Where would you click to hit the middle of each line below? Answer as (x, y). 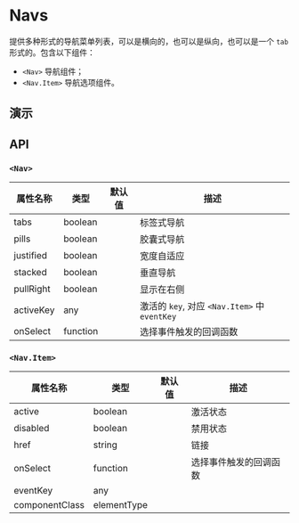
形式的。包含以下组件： (52, 52)
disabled (32, 429)
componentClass (49, 505)
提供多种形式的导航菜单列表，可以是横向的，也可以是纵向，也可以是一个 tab (149, 41)
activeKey (34, 310)
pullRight (32, 289)
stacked (30, 273)
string (105, 445)
